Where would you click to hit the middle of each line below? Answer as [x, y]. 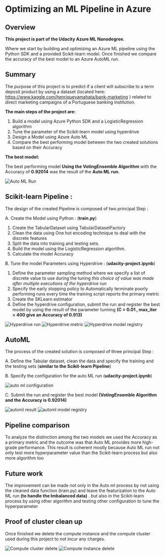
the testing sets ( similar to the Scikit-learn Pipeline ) [58, 366]
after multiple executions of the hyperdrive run [59, 283]
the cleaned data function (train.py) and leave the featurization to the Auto [81, 491]
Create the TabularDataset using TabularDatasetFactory [69, 228]
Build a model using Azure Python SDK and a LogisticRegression [78, 121]
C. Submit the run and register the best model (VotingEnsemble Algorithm [81, 395]
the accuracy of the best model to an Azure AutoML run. [62, 59]
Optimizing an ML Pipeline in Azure [78, 9]
